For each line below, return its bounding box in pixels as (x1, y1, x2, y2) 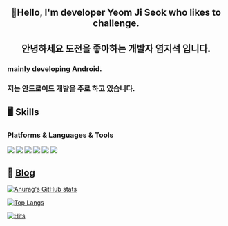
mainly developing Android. (7, 63, 102, 73)
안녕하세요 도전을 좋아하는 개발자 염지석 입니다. (21, 43, 211, 54)
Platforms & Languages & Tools (7, 130, 114, 140)
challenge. (93, 18, 140, 30)
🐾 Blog (7, 167, 36, 178)
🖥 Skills (7, 106, 39, 118)
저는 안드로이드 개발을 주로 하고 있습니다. (7, 83, 135, 93)
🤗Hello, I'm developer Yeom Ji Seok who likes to (11, 7, 221, 19)
